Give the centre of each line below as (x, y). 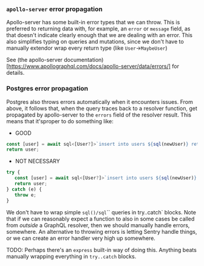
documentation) (83, 60)
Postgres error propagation (47, 89)
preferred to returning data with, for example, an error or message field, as (98, 29)
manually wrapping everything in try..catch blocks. (71, 256)
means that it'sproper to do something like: (60, 121)
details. (15, 73)
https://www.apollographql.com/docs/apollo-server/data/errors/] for (94, 66)
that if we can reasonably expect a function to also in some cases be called (100, 219)
